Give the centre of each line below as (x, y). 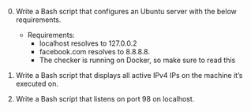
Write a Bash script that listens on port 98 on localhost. (105, 99)
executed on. (37, 83)
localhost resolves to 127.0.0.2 (88, 43)
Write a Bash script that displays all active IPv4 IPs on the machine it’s (129, 75)
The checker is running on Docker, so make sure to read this (137, 60)
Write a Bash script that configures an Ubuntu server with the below (126, 11)
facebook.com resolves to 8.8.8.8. (94, 52)
